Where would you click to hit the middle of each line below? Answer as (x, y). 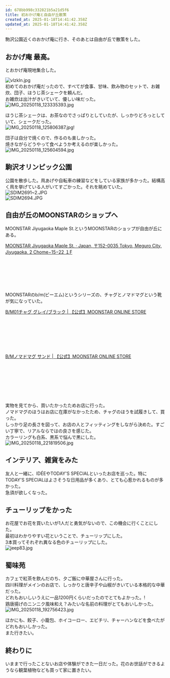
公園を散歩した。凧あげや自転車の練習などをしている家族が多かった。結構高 (85, 180)
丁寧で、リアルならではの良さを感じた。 (52, 431)
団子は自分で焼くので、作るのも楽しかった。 (52, 138)
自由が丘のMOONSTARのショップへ (62, 215)
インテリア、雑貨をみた (42, 460)
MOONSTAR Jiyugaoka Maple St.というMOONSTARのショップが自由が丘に (84, 228)
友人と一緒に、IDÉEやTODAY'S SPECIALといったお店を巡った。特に (76, 473)
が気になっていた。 (25, 301)
